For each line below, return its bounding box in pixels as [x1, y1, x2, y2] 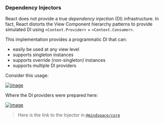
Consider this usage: [5, 72, 49, 79]
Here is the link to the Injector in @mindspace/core [17, 112, 121, 118]
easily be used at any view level [12, 46, 80, 53]
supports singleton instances [12, 52, 74, 58]
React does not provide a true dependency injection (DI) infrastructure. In [5, 16, 159, 22]
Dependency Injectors [5, 4, 62, 11]
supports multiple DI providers [12, 63, 76, 69]
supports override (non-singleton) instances [12, 57, 106, 63]
